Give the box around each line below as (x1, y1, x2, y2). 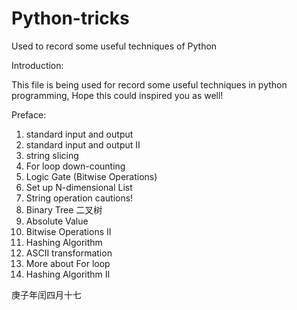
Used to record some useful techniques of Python (11, 40, 218, 52)
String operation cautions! (25, 192, 134, 204)
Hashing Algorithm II (25, 268, 111, 280)
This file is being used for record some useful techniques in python (11, 78, 288, 91)
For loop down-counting (25, 160, 126, 172)
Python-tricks (11, 7, 130, 30)
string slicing (25, 149, 79, 161)
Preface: (11, 108, 47, 121)
